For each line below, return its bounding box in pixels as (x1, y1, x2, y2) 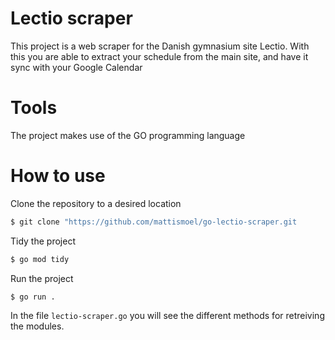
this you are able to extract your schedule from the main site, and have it (10, 50, 309, 62)
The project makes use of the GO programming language (10, 129, 246, 141)
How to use (10, 165, 106, 187)
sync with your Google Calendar (10, 61, 143, 73)
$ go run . (10, 292, 56, 302)
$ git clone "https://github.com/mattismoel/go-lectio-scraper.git (10, 217, 298, 227)
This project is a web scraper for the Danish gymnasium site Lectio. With (10, 40, 310, 52)
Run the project (10, 272, 74, 284)
